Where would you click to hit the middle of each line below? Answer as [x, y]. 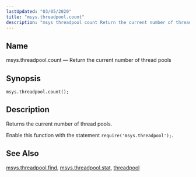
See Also [22, 153]
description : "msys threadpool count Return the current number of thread [99, 22]
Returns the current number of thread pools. [59, 124]
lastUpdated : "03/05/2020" [39, 11]
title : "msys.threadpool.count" [45, 17]
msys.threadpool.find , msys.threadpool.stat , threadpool [73, 168]
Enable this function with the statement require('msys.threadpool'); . [90, 135]
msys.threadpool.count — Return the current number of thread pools [89, 60]
